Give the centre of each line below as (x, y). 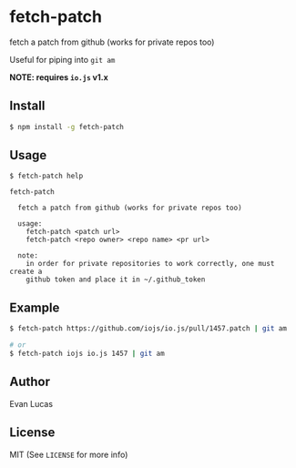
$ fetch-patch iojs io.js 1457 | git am (87, 353)
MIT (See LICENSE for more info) (69, 454)
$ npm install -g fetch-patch (67, 127)
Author (30, 382)
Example (35, 307)
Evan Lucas (31, 403)
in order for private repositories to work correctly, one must (150, 264)
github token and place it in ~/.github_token (116, 280)
